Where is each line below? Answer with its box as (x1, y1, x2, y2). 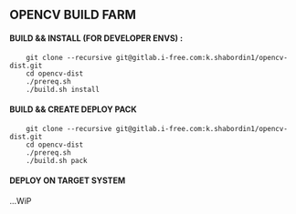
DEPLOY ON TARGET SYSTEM (9, 175, 126, 186)
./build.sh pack (26, 156, 89, 165)
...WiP (9, 196, 32, 206)
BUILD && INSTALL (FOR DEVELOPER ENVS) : (9, 32, 184, 44)
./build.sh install (26, 85, 100, 94)
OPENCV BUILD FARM (9, 7, 137, 23)
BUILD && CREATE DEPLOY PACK (9, 104, 137, 115)
